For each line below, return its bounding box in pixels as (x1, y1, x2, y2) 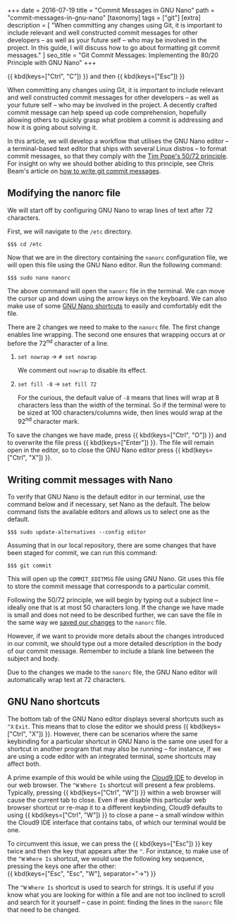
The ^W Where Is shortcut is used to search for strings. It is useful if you (7, 883, 214, 891)
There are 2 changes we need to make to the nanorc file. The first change (7, 322, 221, 331)
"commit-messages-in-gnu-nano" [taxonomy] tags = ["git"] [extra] (7, 13, 201, 22)
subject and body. (7, 654, 60, 662)
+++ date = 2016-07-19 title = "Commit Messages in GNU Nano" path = (7, 6, 215, 14)
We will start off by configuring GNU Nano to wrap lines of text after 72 (7, 206, 213, 214)
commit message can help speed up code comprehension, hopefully (7, 109, 206, 116)
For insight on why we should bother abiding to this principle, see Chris (7, 159, 214, 168)
